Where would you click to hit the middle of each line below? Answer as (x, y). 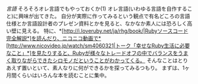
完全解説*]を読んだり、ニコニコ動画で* (54, 38)
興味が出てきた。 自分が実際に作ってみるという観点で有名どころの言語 (104, 16)
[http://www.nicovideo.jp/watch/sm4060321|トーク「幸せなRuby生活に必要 (98, 46)
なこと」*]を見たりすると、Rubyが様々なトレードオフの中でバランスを (92, 53)
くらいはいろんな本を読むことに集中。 (63, 75)
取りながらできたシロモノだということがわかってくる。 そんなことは (95, 60)
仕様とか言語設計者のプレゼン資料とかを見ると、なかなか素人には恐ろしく (97, 23)
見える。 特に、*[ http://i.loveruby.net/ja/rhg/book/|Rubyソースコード (105, 31)
